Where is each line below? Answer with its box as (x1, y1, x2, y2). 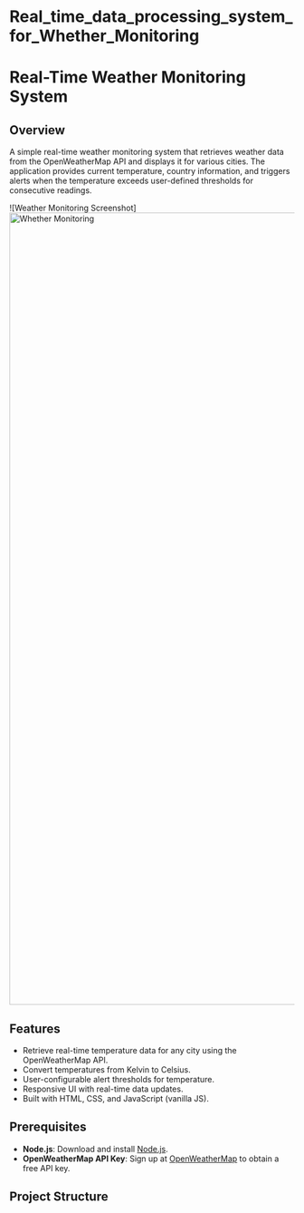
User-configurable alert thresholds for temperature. (22, 1074, 215, 1084)
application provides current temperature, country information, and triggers (9, 166, 290, 177)
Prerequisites (9, 1120, 87, 1135)
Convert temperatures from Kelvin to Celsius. (22, 1064, 192, 1075)
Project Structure (9, 1189, 109, 1205)
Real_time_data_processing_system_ (9, 6, 293, 27)
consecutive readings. (9, 185, 92, 196)
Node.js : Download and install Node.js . (22, 1143, 169, 1154)
